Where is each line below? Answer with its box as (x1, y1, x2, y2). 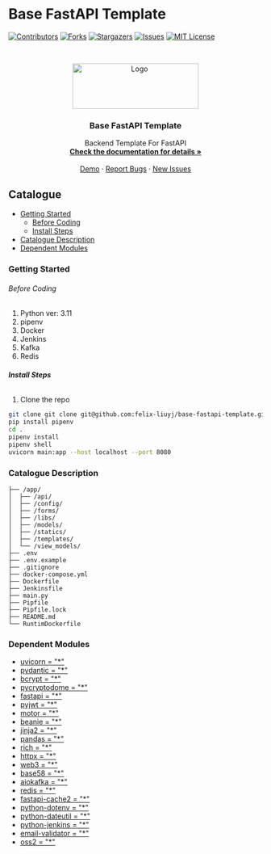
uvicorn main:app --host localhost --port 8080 (8, 448, 172, 456)
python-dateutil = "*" (19, 811, 91, 821)
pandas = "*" (19, 734, 65, 744)
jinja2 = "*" (19, 726, 57, 735)
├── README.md (8, 612, 56, 621)
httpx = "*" (19, 751, 56, 761)
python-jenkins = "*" (19, 820, 90, 830)
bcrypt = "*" (19, 674, 62, 684)
